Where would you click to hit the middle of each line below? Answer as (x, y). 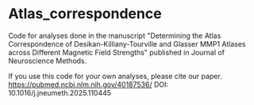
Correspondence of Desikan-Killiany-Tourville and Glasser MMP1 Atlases (127, 43)
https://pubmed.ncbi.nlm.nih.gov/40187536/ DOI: (89, 84)
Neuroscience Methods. (48, 61)
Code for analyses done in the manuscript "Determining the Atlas (115, 36)
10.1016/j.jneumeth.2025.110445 (60, 92)
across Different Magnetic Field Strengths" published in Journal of (116, 52)
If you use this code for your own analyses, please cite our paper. (115, 76)
